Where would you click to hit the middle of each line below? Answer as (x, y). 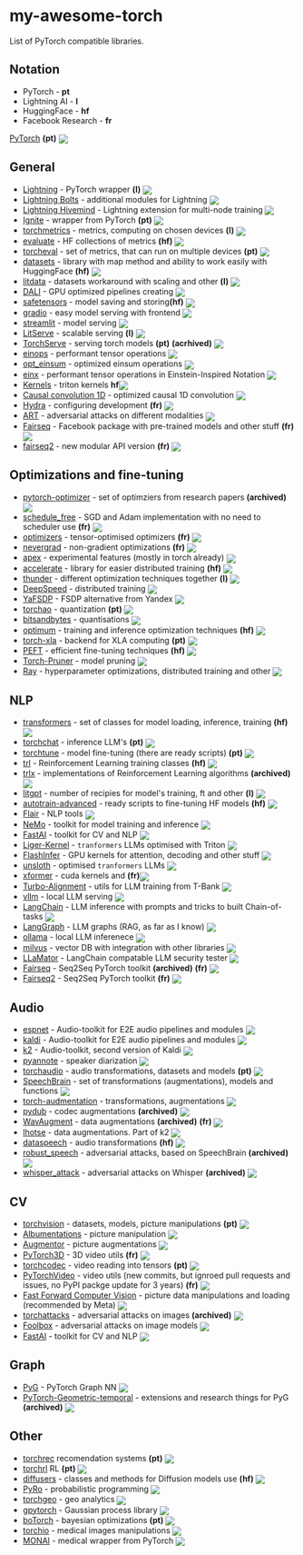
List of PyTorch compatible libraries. (77, 41)
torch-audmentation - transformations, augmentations (123, 1101)
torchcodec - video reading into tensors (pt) (105, 1265)
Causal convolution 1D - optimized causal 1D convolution (128, 395)
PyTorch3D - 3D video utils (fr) (80, 1254)
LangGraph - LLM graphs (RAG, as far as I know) (113, 927)
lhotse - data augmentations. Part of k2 (96, 1131)
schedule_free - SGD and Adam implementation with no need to (142, 517)
